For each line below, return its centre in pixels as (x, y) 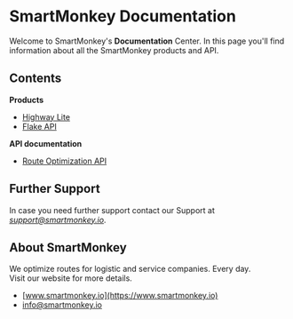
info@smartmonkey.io (62, 305)
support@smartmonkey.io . (58, 219)
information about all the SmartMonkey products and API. (114, 50)
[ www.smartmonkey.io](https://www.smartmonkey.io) (120, 296)
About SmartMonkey (68, 247)
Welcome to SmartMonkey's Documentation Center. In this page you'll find (147, 41)
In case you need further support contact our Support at (112, 210)
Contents (36, 79)
